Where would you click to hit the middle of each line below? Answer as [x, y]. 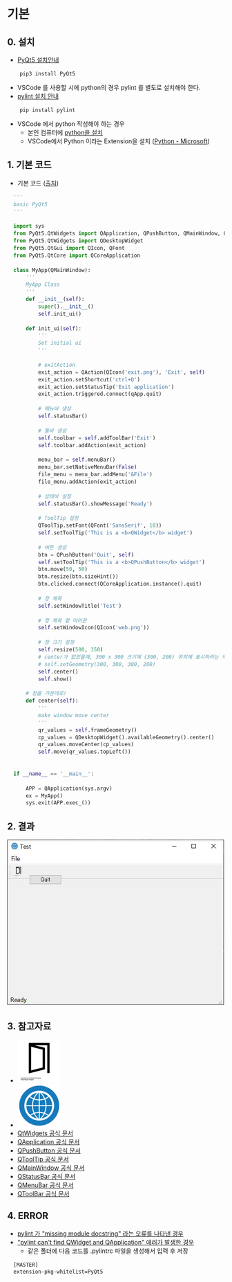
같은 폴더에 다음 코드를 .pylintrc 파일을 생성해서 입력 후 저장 [108, 1251]
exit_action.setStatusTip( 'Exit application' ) [106, 387]
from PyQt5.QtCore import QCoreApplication [77, 255]
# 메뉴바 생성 [54, 409]
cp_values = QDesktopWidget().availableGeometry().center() [126, 737]
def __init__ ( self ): [55, 299]
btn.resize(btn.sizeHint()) [78, 577]
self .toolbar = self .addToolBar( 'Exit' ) [97, 438]
